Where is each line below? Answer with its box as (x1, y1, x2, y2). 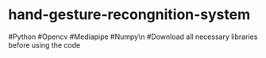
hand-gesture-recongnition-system (8, 6, 251, 24)
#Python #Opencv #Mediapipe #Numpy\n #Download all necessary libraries (8, 32, 258, 41)
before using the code (8, 40, 81, 49)
